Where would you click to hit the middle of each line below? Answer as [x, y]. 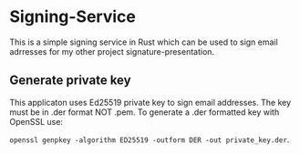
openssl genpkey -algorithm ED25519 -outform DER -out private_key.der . [150, 139]
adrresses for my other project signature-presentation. [112, 51]
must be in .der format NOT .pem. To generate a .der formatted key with [145, 112]
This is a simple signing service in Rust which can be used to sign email [144, 42]
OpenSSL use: [36, 121]
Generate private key [70, 81]
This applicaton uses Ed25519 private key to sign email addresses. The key [150, 102]
